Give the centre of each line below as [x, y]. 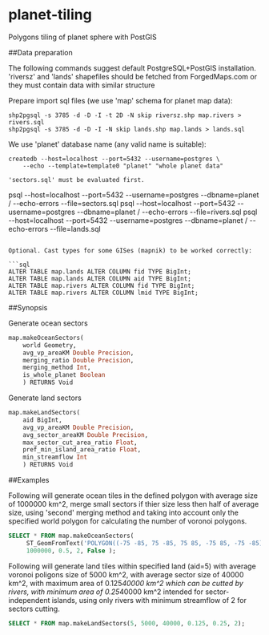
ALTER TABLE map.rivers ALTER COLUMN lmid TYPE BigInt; [103, 293]
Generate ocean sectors [48, 323]
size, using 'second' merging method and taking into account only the [123, 513]
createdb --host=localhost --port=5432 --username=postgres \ [114, 159]
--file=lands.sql [75, 229]
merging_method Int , [57, 368]
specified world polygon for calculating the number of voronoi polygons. [128, 521]
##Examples [29, 480]
